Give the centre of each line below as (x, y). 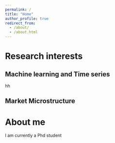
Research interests (44, 56)
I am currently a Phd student (33, 135)
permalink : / (18, 9)
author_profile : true (27, 18)
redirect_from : (20, 23)
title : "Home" (19, 14)
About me (25, 122)
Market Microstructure (40, 101)
